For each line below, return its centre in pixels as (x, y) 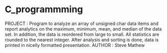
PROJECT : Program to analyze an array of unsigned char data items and (82, 23)
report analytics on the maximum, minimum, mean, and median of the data (83, 29)
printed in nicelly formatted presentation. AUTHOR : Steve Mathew (75, 45)
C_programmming (44, 9)
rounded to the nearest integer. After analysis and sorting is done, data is (82, 40)
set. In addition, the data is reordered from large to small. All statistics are (82, 34)
